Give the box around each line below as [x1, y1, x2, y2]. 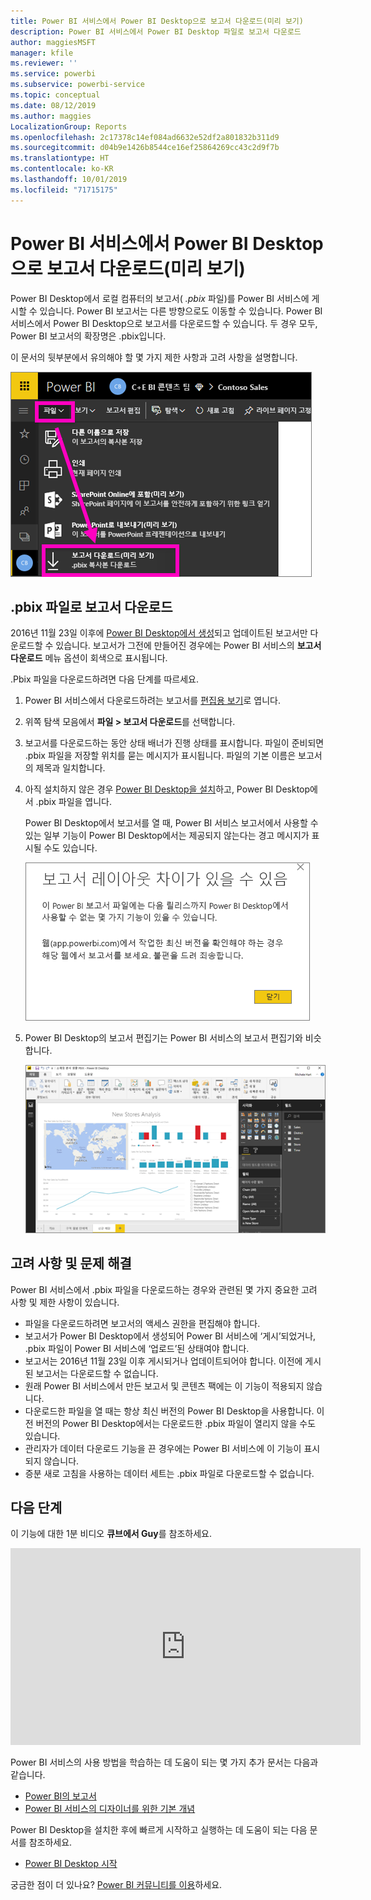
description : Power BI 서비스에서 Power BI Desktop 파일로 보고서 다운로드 [10, 26, 302, 37]
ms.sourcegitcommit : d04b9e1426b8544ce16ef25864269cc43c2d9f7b [10, 143, 280, 153]
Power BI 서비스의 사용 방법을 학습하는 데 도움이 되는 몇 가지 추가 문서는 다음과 [10, 1756, 319, 1769]
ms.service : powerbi [10, 69, 97, 79]
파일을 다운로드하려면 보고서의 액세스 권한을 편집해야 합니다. [24, 1317, 261, 1329]
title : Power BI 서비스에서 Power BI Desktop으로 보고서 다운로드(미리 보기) [10, 16, 304, 26]
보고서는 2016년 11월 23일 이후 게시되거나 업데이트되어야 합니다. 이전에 [24, 1355, 303, 1367]
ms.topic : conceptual [10, 90, 101, 100]
